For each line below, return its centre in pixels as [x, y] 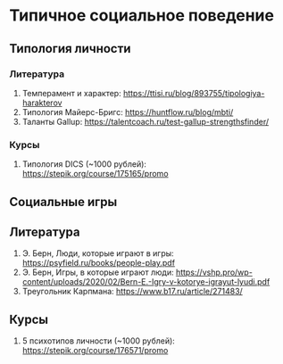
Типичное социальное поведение [142, 16]
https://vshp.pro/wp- [214, 272]
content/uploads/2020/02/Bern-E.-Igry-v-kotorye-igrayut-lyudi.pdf [146, 282]
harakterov [42, 103]
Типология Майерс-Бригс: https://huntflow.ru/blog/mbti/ [128, 112]
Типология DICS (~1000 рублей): [84, 164]
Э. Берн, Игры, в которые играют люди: [98, 272]
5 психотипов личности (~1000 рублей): [99, 341]
